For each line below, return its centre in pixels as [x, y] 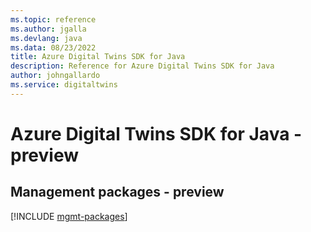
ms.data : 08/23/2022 [53, 47]
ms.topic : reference [53, 19]
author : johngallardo [55, 76]
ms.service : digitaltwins [64, 85]
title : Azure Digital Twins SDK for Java [98, 57]
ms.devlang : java [46, 38]
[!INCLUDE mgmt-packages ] [69, 216]
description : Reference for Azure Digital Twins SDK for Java [142, 66]
